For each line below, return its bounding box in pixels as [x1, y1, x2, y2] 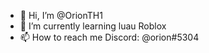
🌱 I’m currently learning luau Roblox [19, 20, 167, 32]
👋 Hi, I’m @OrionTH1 [19, 10, 103, 21]
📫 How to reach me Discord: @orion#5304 [19, 31, 200, 43]
